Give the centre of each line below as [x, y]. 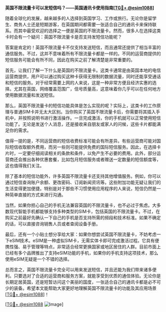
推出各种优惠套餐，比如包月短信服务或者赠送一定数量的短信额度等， [91, 159]
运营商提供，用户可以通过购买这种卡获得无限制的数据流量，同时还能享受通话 [83, 77]
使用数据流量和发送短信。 [31, 95]
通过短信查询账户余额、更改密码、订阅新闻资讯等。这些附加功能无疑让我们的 [83, 182]
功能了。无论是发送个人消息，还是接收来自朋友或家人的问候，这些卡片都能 [81, 124]
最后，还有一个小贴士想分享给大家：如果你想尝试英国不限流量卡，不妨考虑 [81, 234]
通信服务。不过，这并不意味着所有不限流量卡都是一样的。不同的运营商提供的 [83, 53]
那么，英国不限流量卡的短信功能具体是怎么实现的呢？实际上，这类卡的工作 [81, 105]
